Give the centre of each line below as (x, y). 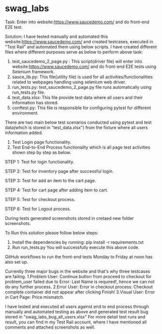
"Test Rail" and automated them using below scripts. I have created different (81, 47)
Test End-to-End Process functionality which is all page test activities (81, 147)
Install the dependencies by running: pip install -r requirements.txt (78, 242)
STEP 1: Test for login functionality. (40, 162)
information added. (24, 133)
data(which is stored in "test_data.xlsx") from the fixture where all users (77, 127)
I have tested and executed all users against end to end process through (77, 306)
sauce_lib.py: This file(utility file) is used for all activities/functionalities (82, 77)
